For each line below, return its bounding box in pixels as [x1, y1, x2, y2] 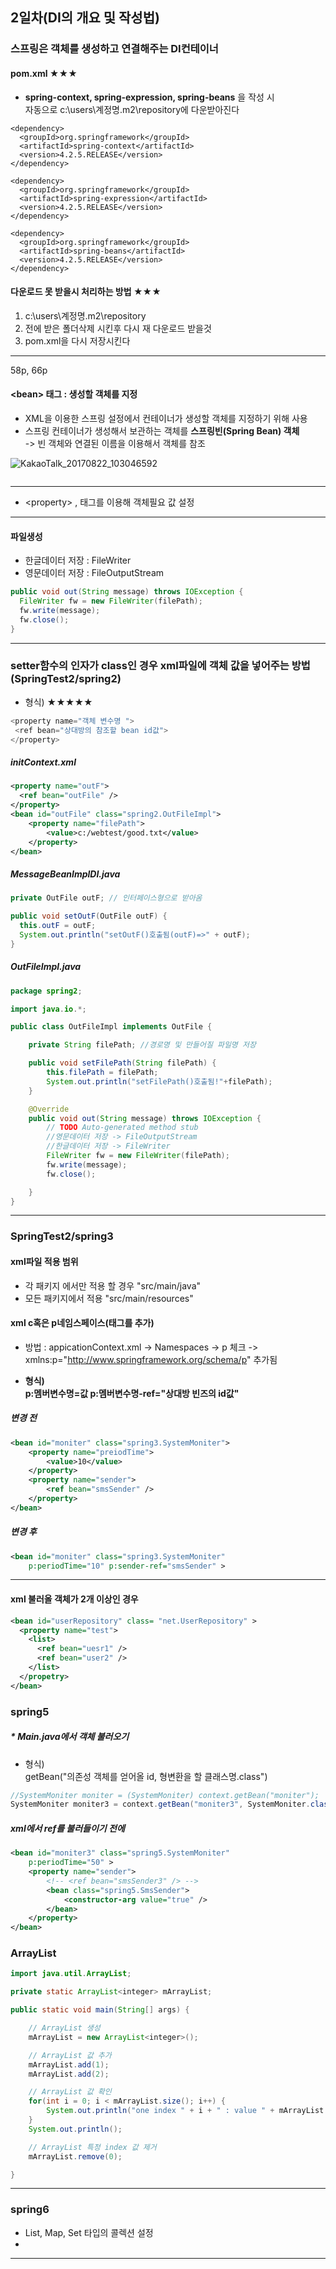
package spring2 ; [10, 986, 83, 996]
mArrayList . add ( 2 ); [28, 2069, 110, 2079]
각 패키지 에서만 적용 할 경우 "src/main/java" [24, 1279, 202, 1292]
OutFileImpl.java [10, 961, 82, 973]
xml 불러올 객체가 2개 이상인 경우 [10, 1593, 139, 1605]
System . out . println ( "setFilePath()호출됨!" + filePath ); [46, 1076, 273, 1087]
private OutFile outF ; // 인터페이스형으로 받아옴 [10, 893, 203, 903]
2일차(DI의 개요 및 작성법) [10, 9, 160, 27]
